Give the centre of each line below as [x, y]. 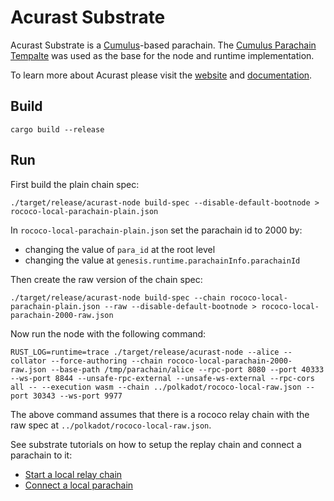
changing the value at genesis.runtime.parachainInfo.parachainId [162, 260]
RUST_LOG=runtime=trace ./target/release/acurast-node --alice [145, 352]
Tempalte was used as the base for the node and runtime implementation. [162, 55]
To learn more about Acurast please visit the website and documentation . [161, 75]
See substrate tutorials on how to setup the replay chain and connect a [156, 444]
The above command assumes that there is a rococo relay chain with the [160, 414]
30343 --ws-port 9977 [77, 396]
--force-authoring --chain [106, 361]
